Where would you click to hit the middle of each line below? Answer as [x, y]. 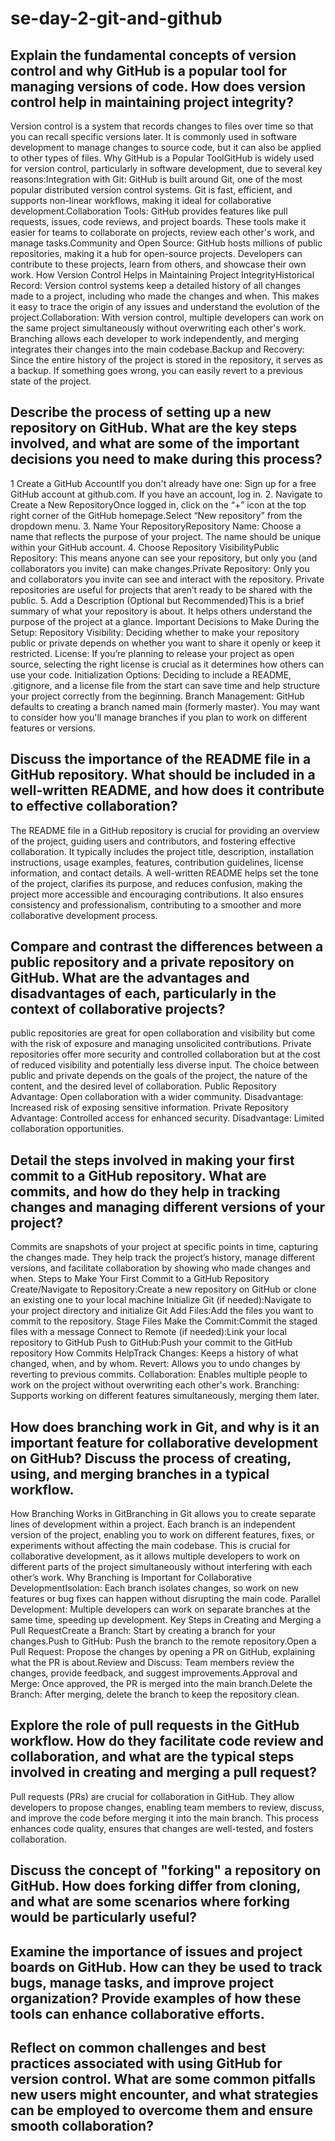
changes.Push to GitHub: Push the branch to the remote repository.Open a [163, 1641]
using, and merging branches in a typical [140, 1473]
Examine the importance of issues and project [156, 1951]
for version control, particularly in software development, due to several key [166, 168]
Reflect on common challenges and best [138, 2048]
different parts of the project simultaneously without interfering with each [161, 1567]
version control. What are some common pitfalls [163, 2079]
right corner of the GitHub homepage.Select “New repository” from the [156, 515]
